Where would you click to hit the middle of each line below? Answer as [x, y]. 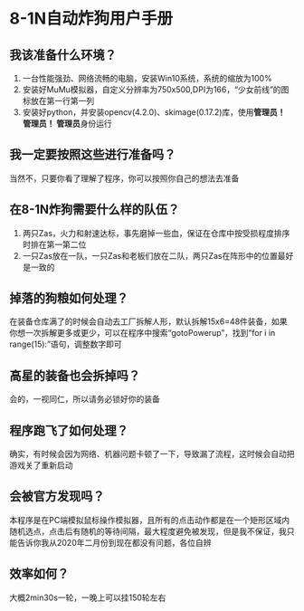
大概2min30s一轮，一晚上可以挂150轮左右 [88, 597]
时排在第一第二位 [54, 244]
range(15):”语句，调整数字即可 [66, 344]
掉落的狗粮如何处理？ [69, 298]
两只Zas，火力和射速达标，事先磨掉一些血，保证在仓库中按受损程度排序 [156, 233]
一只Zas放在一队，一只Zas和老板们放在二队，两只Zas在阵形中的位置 [150, 255]
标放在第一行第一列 [58, 101]
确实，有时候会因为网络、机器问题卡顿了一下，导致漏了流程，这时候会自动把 [152, 454]
